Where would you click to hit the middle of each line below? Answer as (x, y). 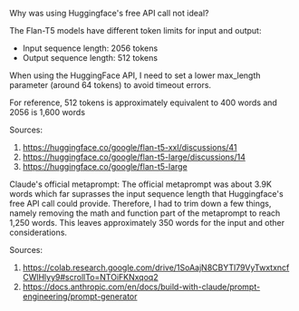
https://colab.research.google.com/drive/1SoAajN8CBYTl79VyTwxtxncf (156, 267)
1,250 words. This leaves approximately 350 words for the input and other (147, 223)
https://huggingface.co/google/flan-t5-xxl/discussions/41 (130, 147)
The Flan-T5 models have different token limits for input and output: (135, 30)
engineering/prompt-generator (80, 296)
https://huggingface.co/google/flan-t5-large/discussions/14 (134, 157)
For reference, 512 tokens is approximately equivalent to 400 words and (144, 102)
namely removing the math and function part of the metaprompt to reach (145, 213)
